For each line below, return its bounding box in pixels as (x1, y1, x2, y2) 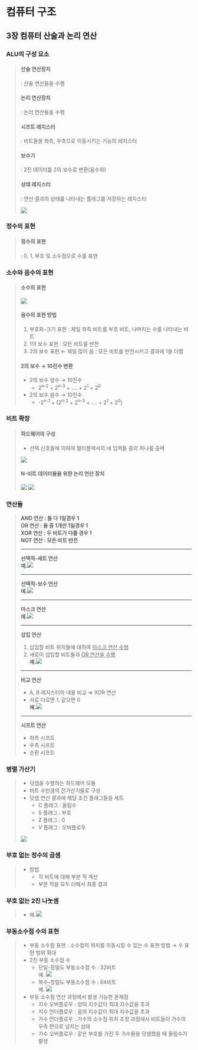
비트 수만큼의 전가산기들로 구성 (29, 787, 101, 794)
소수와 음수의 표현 (6, 268, 54, 277)
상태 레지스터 (20, 180, 51, 187)
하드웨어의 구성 (20, 430, 56, 437)
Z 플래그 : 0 (38, 817, 65, 824)
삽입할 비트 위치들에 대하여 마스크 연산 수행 (29, 644, 128, 651)
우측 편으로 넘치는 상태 (38, 1023, 91, 1030)
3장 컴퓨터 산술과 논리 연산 (6, 31, 97, 41)
